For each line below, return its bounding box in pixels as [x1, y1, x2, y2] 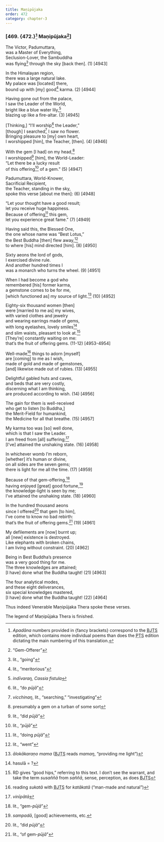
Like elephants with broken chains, [5, 539, 75, 545]
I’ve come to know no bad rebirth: [5, 514, 73, 520]
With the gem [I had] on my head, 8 [5, 148, 75, 155]
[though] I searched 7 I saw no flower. [5, 127, 80, 134]
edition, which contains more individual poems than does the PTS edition [12, 632, 159, 638]
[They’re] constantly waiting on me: [5, 335, 77, 341]
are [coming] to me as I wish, [5, 356, 64, 361]
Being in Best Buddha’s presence [5, 554, 72, 560]
